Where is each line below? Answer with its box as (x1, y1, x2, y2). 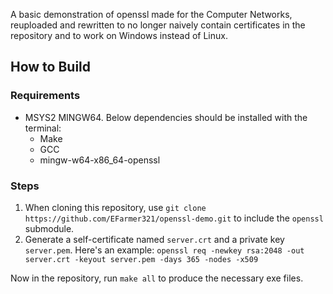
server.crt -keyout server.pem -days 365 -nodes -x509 (24, 254, 259, 264)
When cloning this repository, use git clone (24, 201, 207, 213)
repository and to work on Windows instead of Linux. (10, 30, 228, 41)
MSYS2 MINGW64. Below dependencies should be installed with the (24, 111, 308, 123)
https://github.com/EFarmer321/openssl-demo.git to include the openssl (24, 212, 324, 224)
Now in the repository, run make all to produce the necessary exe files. (10, 272, 304, 284)
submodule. (24, 222, 75, 234)
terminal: (24, 122, 62, 134)
